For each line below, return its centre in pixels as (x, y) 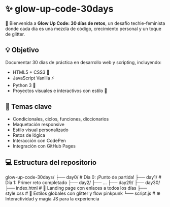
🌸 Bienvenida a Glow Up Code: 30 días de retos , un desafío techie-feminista (85, 23)
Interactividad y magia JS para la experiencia (53, 199)
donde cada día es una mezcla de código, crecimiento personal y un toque (83, 28)
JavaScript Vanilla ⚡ (33, 78)
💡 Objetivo (22, 50)
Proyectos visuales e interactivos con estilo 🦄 (60, 91)
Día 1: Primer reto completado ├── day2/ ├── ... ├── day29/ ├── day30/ (83, 183)
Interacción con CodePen (39, 140)
